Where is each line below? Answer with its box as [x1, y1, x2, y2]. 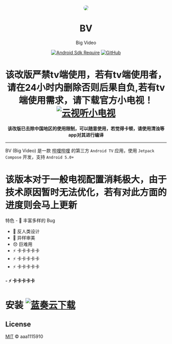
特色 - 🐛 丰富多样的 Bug [5, 217, 55, 224]
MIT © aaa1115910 [5, 333, 44, 340]
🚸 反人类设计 [12, 228, 40, 234]
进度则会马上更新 [5, 199, 78, 211]
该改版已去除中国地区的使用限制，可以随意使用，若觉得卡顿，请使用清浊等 [7, 125, 165, 131]
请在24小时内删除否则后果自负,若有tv [7, 82, 165, 94]
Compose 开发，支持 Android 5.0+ [5, 154, 74, 160]
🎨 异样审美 [12, 234, 35, 240]
